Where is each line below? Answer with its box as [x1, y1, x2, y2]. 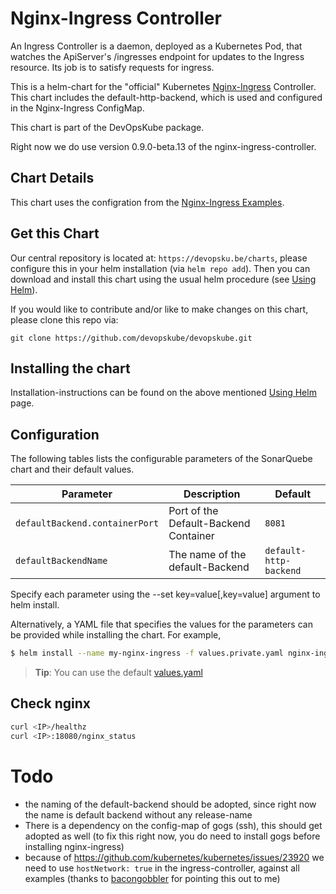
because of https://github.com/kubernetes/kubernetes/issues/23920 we [24, 851, 325, 863]
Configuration [10, 426, 100, 443]
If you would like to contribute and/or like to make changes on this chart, [10, 303, 309, 315]
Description [183, 487, 241, 501]
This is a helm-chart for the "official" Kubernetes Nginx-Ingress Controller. [10, 80, 317, 92]
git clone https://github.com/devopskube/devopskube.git [10, 333, 253, 343]
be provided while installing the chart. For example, [10, 629, 222, 641]
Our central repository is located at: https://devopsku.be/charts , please [10, 252, 308, 264]
